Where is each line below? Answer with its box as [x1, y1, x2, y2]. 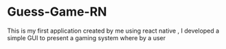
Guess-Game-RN [7, 4, 107, 20]
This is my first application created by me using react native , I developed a [7, 27, 220, 35]
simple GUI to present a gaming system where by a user [7, 33, 166, 42]
